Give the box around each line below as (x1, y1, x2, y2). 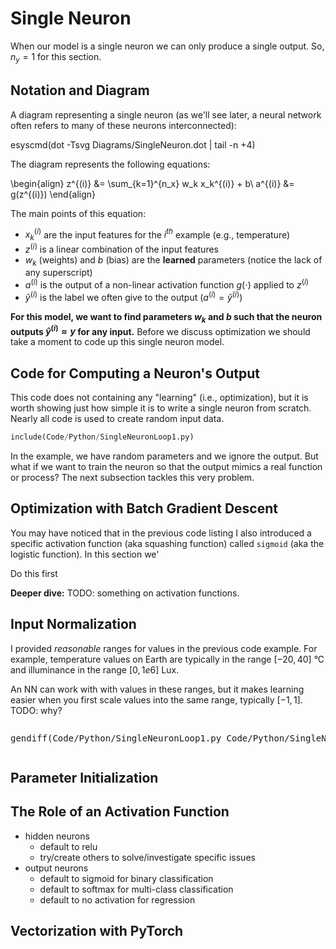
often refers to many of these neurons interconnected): (10, 119, 237, 131)
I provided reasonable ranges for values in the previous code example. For (10, 642, 318, 654)
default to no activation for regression (39, 893, 196, 906)
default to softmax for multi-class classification (39, 883, 234, 895)
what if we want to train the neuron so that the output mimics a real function (10, 460, 323, 472)
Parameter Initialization (10, 769, 159, 786)
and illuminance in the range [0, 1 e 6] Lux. (10, 663, 180, 676)
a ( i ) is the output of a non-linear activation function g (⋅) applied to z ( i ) (24, 277, 310, 291)
